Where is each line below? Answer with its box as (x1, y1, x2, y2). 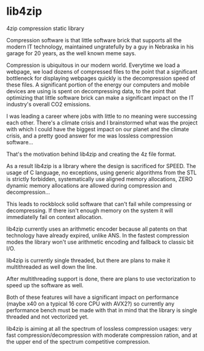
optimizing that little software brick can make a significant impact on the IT (6, 94, 194, 101)
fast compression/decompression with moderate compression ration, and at (6, 331, 197, 339)
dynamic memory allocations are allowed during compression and (6, 182, 172, 189)
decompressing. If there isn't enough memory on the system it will (6, 207, 173, 214)
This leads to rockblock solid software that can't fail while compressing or (6, 200, 192, 207)
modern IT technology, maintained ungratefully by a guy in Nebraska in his (6, 43, 194, 50)
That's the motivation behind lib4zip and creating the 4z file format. (6, 150, 177, 158)
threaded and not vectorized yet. (6, 313, 89, 320)
